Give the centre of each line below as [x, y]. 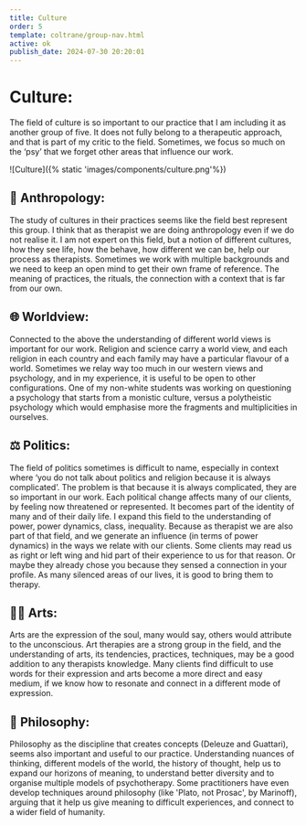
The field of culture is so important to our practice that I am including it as [148, 123]
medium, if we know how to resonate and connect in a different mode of [145, 683]
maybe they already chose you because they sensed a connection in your [148, 564]
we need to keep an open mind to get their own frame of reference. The [145, 268]
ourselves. [29, 416]
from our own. [36, 288]
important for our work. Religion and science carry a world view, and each [148, 349]
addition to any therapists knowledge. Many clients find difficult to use [142, 664]
